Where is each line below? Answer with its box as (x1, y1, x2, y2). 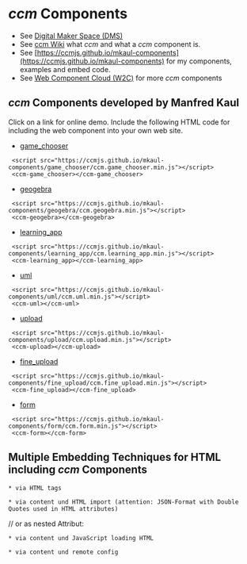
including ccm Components (8, 463, 148, 477)
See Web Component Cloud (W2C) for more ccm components (19, 73, 222, 82)
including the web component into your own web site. (8, 125, 184, 135)
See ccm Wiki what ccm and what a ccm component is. (19, 39, 201, 48)
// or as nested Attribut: (8, 519, 85, 528)
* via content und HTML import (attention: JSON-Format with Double (8, 497, 239, 506)
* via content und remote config (8, 548, 119, 556)
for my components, (165, 56, 232, 66)
